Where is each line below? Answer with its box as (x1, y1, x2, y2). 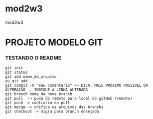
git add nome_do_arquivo (5, 74, 57, 79)
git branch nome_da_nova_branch (5, 92, 72, 97)
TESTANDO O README (5, 55, 62, 61)
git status (5, 70, 28, 75)
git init (5, 65, 23, 71)
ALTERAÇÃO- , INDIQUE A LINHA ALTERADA (5, 87, 88, 92)
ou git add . (5, 79, 32, 84)
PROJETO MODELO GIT (5, 37, 103, 48)
